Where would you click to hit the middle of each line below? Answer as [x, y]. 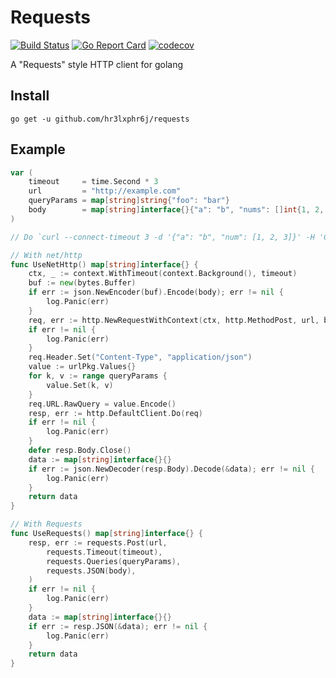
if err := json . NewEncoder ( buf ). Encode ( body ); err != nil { [156, 292]
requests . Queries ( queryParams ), [114, 561]
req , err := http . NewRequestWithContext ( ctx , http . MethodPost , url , [174, 320]
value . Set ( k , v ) [80, 385]
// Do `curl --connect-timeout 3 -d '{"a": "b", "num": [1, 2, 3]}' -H [162, 237]
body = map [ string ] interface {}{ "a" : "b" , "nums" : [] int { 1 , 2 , [176, 210]
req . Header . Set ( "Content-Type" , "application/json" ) [140, 357]
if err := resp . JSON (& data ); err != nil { [118, 626]
